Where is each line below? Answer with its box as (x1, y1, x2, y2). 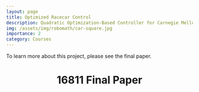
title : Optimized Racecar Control (6, 14, 92, 20)
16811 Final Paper (56, 74, 143, 87)
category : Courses (6, 36, 52, 42)
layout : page (6, 8, 38, 15)
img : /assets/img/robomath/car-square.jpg (6, 25, 113, 31)
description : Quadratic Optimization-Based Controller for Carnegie (6, 20, 179, 26)
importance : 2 (6, 31, 41, 37)
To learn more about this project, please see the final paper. (6, 53, 152, 59)
